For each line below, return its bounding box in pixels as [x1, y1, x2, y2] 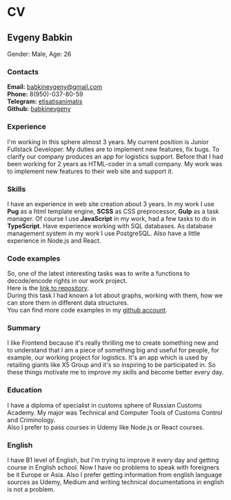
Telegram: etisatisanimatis [7, 97, 83, 106]
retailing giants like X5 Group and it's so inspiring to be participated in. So [7, 361, 216, 369]
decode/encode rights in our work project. [7, 277, 128, 285]
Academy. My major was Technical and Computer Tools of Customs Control [7, 408, 223, 417]
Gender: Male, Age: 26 [7, 50, 72, 58]
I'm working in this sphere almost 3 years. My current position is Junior [7, 137, 209, 146]
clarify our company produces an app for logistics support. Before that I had [7, 152, 223, 161]
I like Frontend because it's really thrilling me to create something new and [7, 339, 219, 347]
